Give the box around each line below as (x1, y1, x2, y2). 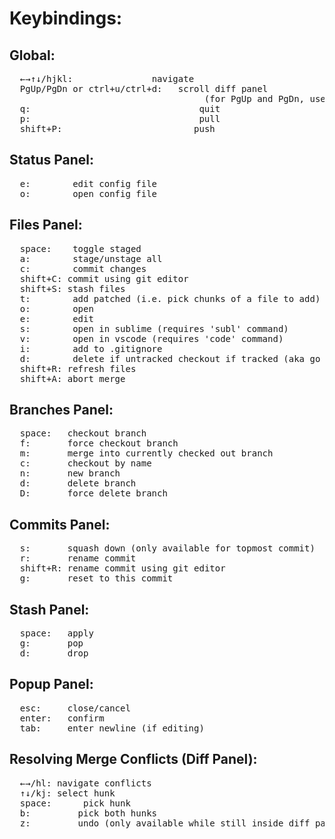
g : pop (19, 638, 84, 649)
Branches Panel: (9, 402, 114, 419)
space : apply (19, 628, 94, 639)
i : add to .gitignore (19, 343, 163, 354)
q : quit (19, 103, 221, 114)
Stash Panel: (9, 601, 90, 618)
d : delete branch (19, 478, 137, 489)
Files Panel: (9, 217, 83, 234)
